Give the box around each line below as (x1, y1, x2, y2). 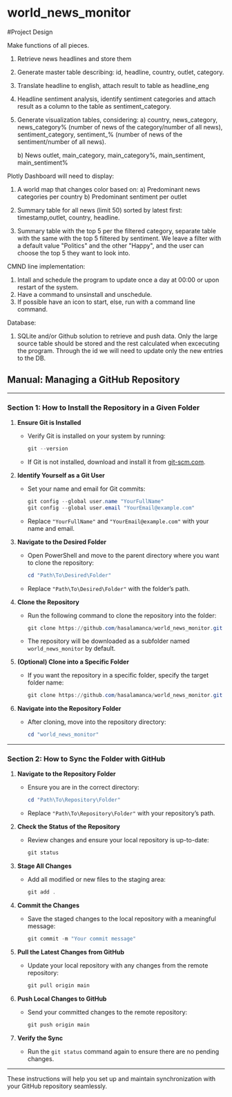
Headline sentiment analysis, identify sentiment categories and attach (17, 95, 216, 103)
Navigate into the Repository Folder (17, 705, 122, 713)
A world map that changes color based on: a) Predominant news (17, 185, 201, 193)
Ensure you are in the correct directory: (27, 783, 139, 792)
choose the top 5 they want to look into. (17, 248, 130, 257)
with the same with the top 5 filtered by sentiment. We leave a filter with (17, 234, 222, 242)
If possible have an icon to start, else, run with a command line (17, 298, 195, 306)
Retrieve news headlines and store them (17, 54, 132, 63)
